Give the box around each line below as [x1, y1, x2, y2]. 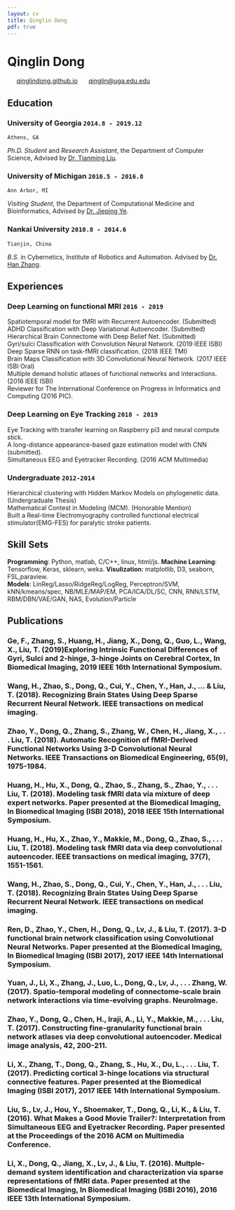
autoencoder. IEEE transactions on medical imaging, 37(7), [7, 852, 210, 861]
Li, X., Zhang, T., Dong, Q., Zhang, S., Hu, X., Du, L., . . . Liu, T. [7, 1060, 220, 1070]
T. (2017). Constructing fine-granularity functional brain [7, 1023, 202, 1033]
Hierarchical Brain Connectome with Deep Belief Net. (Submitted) [7, 332, 196, 341]
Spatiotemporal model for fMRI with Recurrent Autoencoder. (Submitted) [7, 317, 217, 326]
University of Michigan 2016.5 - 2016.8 [7, 171, 144, 181]
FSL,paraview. [7, 572, 48, 581]
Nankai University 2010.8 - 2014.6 [7, 224, 127, 234]
